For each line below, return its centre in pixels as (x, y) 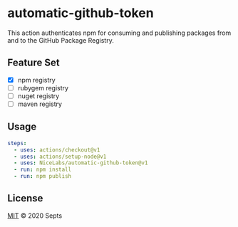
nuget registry (38, 96)
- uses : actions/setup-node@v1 (60, 157)
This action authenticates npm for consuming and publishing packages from (119, 33)
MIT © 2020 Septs (35, 216)
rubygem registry (43, 88)
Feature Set (33, 63)
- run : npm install (43, 170)
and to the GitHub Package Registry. (61, 40)
